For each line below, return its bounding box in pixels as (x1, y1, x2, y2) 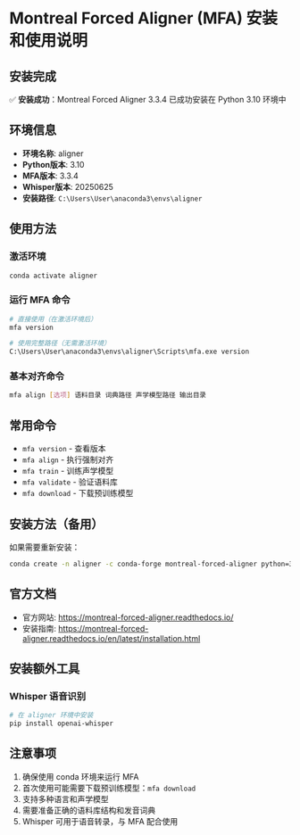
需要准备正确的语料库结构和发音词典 (21, 805, 156, 815)
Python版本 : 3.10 (21, 159, 85, 169)
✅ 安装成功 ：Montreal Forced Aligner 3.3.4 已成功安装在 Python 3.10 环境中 (9, 95, 287, 104)
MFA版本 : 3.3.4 (21, 170, 79, 181)
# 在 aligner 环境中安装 (9, 711, 94, 720)
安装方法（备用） (9, 517, 104, 532)
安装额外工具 (9, 661, 80, 676)
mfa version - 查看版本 (21, 443, 106, 454)
